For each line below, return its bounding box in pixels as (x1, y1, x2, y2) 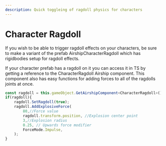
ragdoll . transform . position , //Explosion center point (23, 113, 138, 118)
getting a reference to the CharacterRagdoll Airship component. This (5, 70, 145, 76)
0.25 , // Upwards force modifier (23, 122, 92, 128)
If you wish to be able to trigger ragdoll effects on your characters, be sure (5, 45, 157, 51)
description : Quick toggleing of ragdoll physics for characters (5, 7, 142, 12)
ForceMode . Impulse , (23, 127, 63, 132)
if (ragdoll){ (5, 95, 32, 100)
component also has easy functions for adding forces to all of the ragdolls (5, 75, 156, 82)
